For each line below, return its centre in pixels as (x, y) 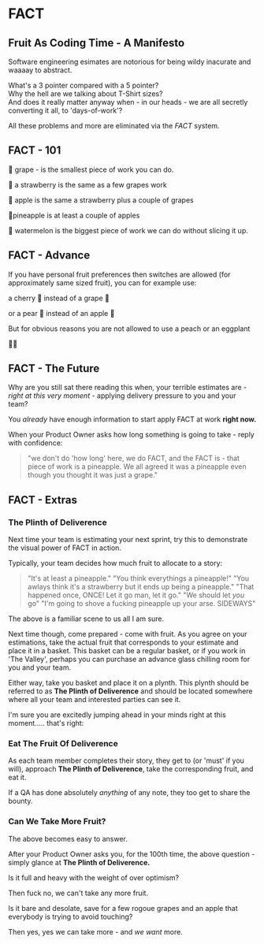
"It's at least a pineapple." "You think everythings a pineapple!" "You (138, 578)
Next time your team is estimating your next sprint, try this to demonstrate (128, 540)
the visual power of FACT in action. (65, 548)
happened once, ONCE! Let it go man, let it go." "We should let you (136, 595)
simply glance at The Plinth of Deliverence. (79, 862)
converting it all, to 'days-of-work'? (65, 110)
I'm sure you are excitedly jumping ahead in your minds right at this (117, 715)
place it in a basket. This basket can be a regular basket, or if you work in (127, 651)
